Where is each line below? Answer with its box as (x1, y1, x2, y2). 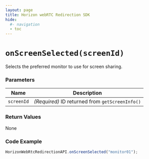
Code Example (5, 138, 42, 145)
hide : (5, 17, 17, 22)
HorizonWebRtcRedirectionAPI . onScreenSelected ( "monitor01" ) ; (5, 149, 138, 154)
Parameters (5, 76, 35, 83)
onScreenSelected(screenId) (5, 49, 125, 58)
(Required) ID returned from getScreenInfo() (34, 98, 141, 105)
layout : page (5, 7, 33, 13)
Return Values (5, 113, 41, 121)
